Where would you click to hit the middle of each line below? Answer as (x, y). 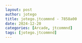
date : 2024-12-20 (23, 23)
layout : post (19, 10)
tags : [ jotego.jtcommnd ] (31, 33)
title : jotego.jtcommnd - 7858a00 (41, 19)
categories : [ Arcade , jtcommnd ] (39, 28)
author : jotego (21, 14)
